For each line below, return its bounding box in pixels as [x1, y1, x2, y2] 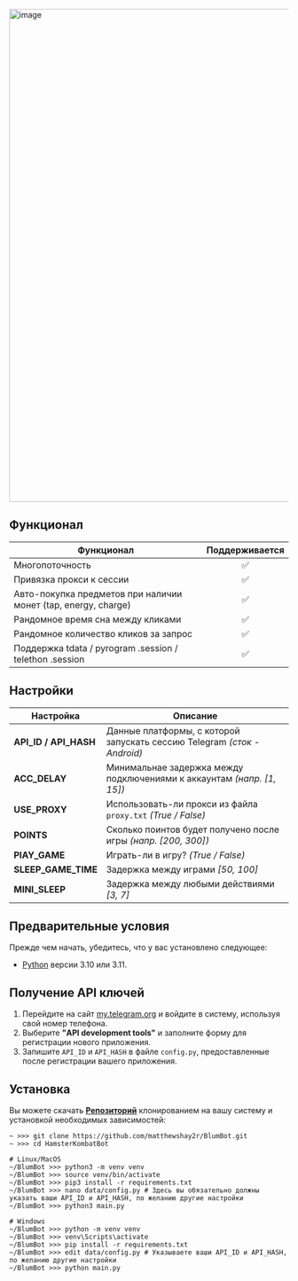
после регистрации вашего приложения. [21, 1056, 177, 1066]
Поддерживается [206, 544, 285, 556]
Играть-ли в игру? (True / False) [106, 848, 246, 861]
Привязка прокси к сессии [13, 573, 129, 585]
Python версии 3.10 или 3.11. [21, 959, 128, 971]
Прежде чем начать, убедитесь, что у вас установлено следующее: [9, 942, 268, 953]
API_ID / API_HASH [13, 735, 96, 748]
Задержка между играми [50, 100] [106, 863, 259, 876]
